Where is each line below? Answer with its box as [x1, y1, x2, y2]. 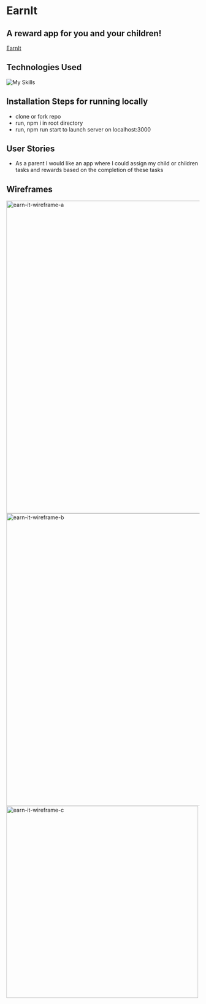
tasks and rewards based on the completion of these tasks [15, 167, 164, 174]
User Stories [6, 144, 55, 154]
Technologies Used [6, 62, 82, 73]
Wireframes [6, 184, 53, 194]
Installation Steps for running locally [6, 96, 148, 107]
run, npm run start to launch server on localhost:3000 [15, 125, 151, 133]
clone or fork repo [15, 112, 61, 120]
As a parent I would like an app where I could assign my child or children [15, 160, 199, 167]
